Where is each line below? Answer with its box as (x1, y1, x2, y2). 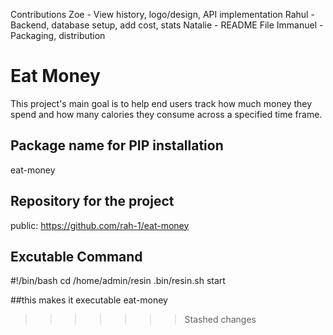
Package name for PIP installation (10, 137, 224, 154)
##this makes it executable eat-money (10, 294, 168, 306)
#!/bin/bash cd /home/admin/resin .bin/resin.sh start (10, 275, 226, 287)
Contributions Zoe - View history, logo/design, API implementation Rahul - (10, 9, 315, 20)
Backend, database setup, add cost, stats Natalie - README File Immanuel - (10, 19, 324, 31)
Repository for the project (10, 193, 175, 210)
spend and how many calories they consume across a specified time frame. (10, 108, 323, 120)
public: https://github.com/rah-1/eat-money (10, 219, 190, 231)
